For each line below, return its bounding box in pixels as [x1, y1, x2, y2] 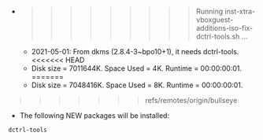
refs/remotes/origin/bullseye [145, 96, 238, 105]
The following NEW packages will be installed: [19, 111, 170, 120]
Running [195, 7, 224, 16]
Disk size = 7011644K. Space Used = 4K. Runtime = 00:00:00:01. [31, 64, 243, 73]
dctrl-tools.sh [195, 31, 240, 41]
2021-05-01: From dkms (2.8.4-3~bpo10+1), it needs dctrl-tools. [31, 47, 239, 56]
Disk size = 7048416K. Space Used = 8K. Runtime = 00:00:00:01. [31, 80, 243, 90]
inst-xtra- [224, 7, 256, 16]
